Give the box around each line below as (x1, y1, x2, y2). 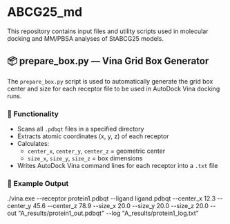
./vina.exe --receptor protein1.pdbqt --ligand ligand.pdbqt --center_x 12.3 (7, 194, 216, 203)
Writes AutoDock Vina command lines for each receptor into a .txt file (17, 162, 218, 170)
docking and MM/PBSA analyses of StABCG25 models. (7, 34, 164, 42)
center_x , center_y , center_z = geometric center (27, 147, 166, 156)
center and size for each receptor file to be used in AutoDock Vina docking (7, 84, 220, 93)
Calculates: (17, 140, 50, 148)
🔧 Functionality (7, 109, 59, 118)
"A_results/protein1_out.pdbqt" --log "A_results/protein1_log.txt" (18, 209, 199, 218)
